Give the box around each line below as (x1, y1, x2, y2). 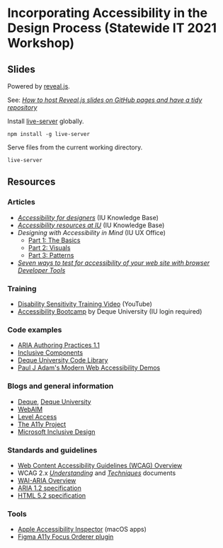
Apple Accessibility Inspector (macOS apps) (17, 525, 147, 534)
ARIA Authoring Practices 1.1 (17, 341, 101, 350)
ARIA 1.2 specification (17, 484, 81, 492)
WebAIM (17, 405, 43, 413)
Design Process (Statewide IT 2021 (7, 20, 217, 36)
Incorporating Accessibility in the (7, 5, 207, 21)
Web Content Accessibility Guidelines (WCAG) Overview (17, 461, 183, 469)
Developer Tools (17, 266, 66, 274)
